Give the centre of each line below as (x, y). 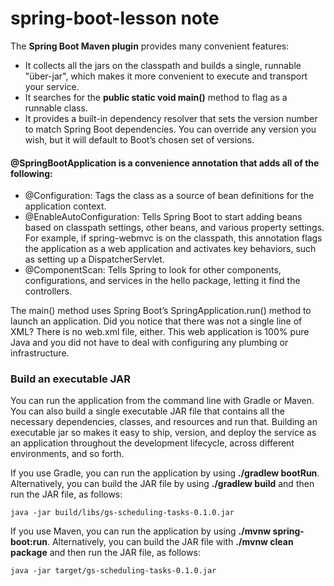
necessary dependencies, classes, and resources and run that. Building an (164, 422)
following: (31, 173)
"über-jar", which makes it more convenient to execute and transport (166, 76)
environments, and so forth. (67, 454)
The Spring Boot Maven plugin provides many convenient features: (150, 46)
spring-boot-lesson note (115, 18)
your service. (52, 86)
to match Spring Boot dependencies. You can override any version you (170, 129)
